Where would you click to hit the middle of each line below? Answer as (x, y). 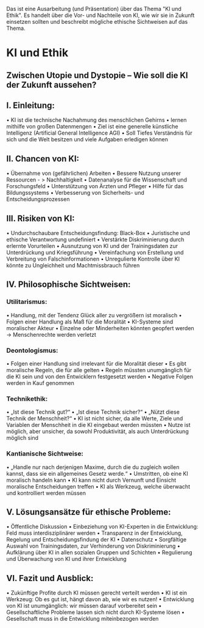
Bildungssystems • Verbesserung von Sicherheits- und (75, 193)
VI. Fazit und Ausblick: (50, 578)
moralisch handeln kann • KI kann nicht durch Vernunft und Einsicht (91, 480)
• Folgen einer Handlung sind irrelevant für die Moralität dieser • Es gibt (97, 364)
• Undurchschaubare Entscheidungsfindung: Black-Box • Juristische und (98, 233)
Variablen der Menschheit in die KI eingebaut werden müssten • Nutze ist (98, 425)
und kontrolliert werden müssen (46, 493)
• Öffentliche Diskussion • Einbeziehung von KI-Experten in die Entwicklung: (102, 527)
